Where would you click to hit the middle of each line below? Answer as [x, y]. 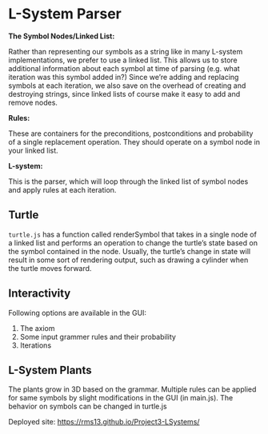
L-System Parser [65, 14]
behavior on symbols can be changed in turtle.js [88, 406]
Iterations [36, 345]
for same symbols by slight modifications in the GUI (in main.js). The [121, 398]
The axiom [37, 328]
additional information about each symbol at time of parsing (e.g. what [124, 68]
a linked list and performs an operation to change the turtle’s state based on [133, 243]
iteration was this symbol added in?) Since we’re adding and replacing [124, 77]
